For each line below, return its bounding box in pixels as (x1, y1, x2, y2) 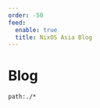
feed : (8, 19, 26, 27)
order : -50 (8, 11, 44, 20)
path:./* (8, 93, 37, 101)
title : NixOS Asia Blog (15, 33, 92, 41)
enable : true (15, 26, 58, 34)
